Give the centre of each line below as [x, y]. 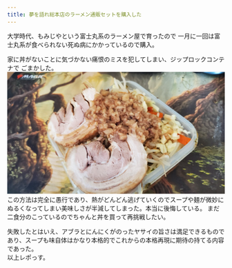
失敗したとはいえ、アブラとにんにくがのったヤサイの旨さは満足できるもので [116, 231]
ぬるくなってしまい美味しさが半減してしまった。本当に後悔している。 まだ [113, 208]
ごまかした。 [39, 68]
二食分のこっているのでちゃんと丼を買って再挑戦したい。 [88, 217]
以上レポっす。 [28, 258]
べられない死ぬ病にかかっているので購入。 [98, 44]
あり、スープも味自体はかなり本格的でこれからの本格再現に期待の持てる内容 [116, 240]
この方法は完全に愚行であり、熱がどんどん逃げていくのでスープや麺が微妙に [116, 200]
